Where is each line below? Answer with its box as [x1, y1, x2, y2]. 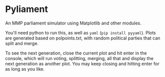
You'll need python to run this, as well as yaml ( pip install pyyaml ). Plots [5, 29, 156, 35]
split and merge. [5, 40, 39, 46]
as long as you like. [5, 66, 45, 72]
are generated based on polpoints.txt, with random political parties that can [5, 35, 160, 41]
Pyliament [5, 3, 48, 15]
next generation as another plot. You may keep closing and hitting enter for [5, 60, 159, 66]
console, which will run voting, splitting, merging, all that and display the [5, 55, 154, 61]
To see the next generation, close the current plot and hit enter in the [5, 50, 147, 56]
